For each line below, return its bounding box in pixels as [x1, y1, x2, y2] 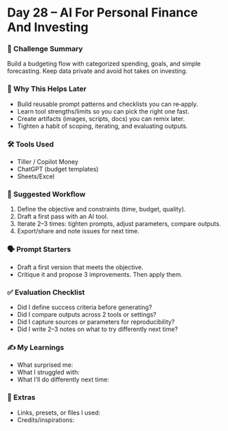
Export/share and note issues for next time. [16, 227, 139, 235]
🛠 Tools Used [7, 139, 54, 149]
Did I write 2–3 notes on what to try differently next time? [16, 325, 179, 333]
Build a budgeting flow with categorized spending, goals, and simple [7, 60, 201, 68]
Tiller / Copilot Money [16, 158, 79, 166]
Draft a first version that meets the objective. [16, 263, 144, 271]
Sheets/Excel [16, 172, 55, 180]
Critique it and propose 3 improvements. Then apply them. [16, 270, 183, 278]
